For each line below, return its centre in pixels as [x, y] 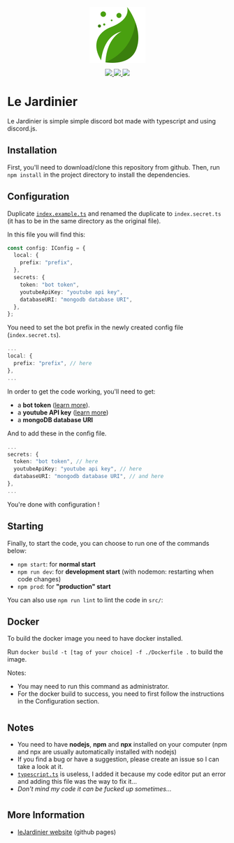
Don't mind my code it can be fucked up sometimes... [95, 789]
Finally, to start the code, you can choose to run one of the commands [108, 543]
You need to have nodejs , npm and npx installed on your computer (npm [122, 745]
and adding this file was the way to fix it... [77, 782]
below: [17, 551]
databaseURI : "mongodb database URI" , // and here [89, 477]
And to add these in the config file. [57, 433]
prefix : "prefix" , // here [53, 364]
